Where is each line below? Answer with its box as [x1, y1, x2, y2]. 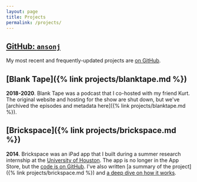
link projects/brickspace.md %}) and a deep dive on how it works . [16, 169, 176, 176]
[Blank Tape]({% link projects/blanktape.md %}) [6, 74, 187, 84]
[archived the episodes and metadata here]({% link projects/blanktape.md [6, 102, 186, 109]
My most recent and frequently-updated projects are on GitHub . [6, 57, 161, 64]
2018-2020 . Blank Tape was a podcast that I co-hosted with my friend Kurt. [6, 90, 190, 97]
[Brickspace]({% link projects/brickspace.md [6, 125, 176, 135]
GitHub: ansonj [6, 41, 61, 51]
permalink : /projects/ [6, 19, 62, 25]
